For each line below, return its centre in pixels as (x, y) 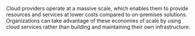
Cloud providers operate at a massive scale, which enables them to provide (97, 8)
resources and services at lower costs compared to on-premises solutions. (97, 15)
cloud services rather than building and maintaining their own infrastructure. (98, 27)
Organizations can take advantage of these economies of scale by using (94, 21)
